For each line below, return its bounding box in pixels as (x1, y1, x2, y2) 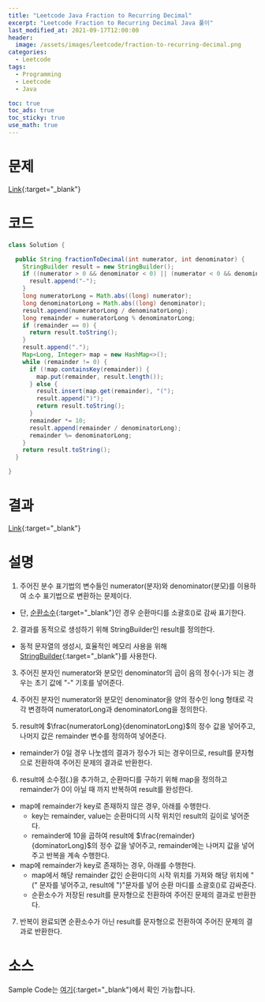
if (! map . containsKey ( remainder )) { (28, 365, 150, 373)
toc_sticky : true (8, 114, 65, 122)
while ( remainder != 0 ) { (22, 358, 108, 366)
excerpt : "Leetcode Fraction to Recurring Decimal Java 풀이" (8, 19, 214, 27)
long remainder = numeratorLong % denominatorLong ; (22, 313, 196, 322)
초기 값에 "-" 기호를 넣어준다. (34, 677, 125, 687)
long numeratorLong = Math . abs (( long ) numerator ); (22, 292, 192, 300)
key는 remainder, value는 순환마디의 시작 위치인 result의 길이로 (31, 811, 230, 820)
